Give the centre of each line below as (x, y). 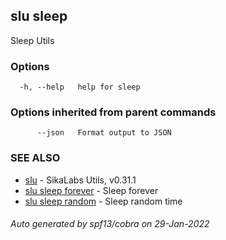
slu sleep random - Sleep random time (103, 201)
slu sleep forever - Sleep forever (91, 190)
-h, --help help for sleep (80, 87)
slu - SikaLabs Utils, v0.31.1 (80, 180)
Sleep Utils (32, 40)
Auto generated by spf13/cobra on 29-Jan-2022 (110, 224)
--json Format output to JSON (104, 133)
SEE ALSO (35, 158)
